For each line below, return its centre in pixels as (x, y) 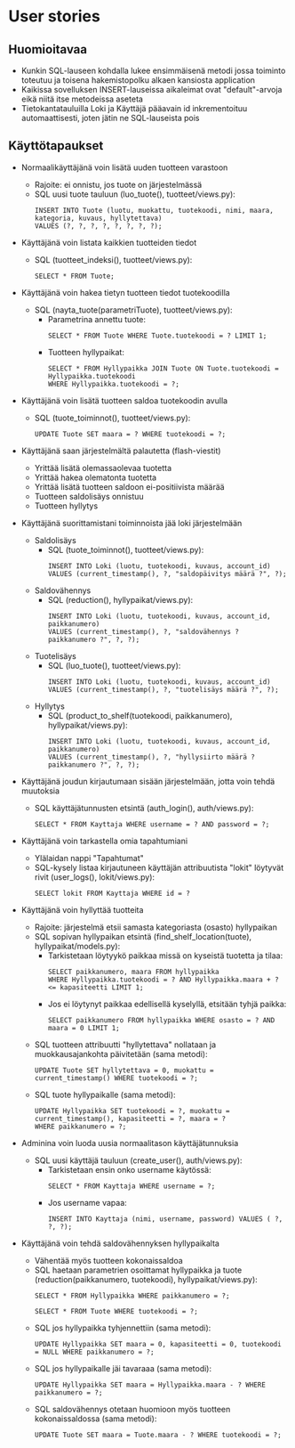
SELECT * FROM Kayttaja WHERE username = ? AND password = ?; (152, 824)
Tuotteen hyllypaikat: (86, 352)
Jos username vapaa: (88, 1202)
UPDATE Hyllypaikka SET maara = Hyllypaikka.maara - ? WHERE (150, 1385)
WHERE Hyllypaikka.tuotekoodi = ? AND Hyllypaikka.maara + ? (163, 980)
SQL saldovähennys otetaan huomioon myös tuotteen (132, 1409)
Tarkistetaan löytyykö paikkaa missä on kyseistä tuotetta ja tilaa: (165, 956)
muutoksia (40, 791)
